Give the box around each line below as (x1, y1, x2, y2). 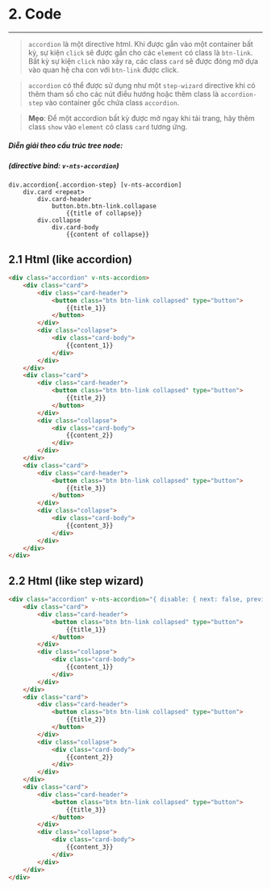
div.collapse (37, 216, 81, 224)
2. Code (8, 5, 62, 23)
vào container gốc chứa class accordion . (44, 98, 180, 107)
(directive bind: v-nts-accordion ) (8, 161, 119, 170)
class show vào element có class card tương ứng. (27, 122, 188, 132)
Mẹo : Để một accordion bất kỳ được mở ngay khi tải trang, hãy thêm (27, 113, 256, 123)
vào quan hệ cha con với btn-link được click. (27, 65, 179, 74)
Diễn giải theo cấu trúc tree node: (8, 140, 123, 150)
